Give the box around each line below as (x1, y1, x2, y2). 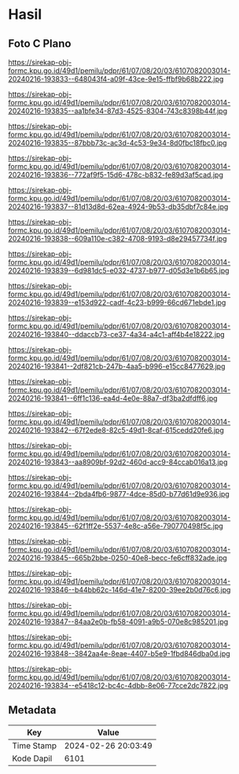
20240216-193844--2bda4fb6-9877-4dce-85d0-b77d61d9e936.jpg (8, 490, 230, 498)
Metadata (8, 703, 57, 717)
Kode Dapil (12, 753, 53, 764)
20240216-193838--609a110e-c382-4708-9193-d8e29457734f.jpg (8, 234, 227, 243)
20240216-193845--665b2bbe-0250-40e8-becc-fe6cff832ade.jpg (8, 553, 228, 563)
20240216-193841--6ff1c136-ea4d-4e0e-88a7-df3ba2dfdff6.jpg (8, 394, 218, 402)
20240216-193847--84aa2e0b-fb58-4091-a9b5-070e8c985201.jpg (8, 617, 229, 626)
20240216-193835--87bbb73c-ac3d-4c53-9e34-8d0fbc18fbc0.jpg (8, 138, 227, 147)
